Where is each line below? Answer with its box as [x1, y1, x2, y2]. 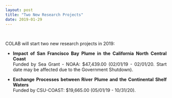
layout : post [5, 7, 33, 13]
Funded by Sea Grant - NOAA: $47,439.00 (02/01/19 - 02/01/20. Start [12, 61, 167, 68]
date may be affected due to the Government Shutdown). [12, 67, 134, 73]
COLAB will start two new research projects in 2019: [5, 41, 115, 47]
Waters [12, 82, 29, 88]
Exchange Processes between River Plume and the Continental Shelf [12, 77, 167, 83]
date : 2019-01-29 [5, 17, 42, 22]
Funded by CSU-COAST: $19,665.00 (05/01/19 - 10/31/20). [12, 87, 136, 93]
